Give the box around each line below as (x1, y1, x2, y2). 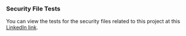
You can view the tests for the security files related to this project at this (6, 18, 181, 25)
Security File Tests (6, 5, 61, 13)
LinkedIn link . (6, 24, 38, 31)
